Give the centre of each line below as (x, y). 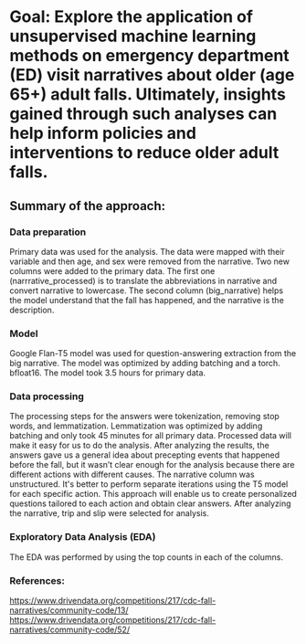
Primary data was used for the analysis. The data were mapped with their (147, 251)
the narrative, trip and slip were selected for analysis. (110, 513)
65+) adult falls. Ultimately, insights (148, 95)
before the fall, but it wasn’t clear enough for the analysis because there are (152, 465)
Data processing (47, 396)
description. (32, 310)
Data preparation (48, 232)
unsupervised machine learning (133, 36)
